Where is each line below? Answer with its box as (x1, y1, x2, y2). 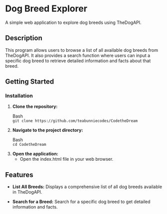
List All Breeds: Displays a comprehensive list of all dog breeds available (12, 184, 163, 190)
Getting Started (5, 78, 54, 86)
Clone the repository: (12, 104, 58, 109)
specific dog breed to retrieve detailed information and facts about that (5, 58, 151, 64)
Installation (5, 93, 33, 100)
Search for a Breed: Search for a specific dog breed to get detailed (12, 199, 151, 205)
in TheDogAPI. (12, 189, 42, 195)
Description (5, 34, 42, 42)
